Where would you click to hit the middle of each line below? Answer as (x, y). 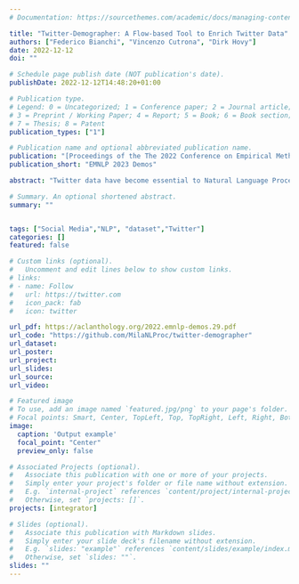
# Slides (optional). (49, 524)
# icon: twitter (43, 311)
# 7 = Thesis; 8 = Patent (57, 124)
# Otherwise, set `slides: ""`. (73, 557)
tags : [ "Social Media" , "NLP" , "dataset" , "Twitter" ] (107, 229)
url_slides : (31, 369)
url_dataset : (33, 344)
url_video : (29, 385)
